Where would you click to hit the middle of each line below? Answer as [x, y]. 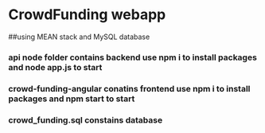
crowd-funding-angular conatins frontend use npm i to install [129, 88]
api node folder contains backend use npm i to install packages [132, 57]
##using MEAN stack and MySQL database [79, 37]
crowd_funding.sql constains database [86, 119]
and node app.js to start [55, 67]
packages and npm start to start [72, 99]
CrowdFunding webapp [87, 15]
